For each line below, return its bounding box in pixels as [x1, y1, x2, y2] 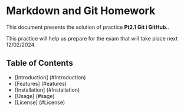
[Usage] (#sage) [14, 92, 55, 99]
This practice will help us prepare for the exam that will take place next [6, 35, 178, 42]
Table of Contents [6, 58, 74, 68]
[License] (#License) [14, 99, 65, 106]
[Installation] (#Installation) [14, 86, 80, 93]
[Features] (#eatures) [14, 80, 67, 87]
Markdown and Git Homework [6, 4, 156, 18]
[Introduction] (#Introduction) [14, 73, 87, 80]
